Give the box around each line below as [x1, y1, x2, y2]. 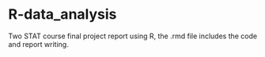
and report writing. [8, 39, 69, 48]
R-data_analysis [8, 5, 117, 23]
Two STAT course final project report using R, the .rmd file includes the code [8, 31, 258, 41]
